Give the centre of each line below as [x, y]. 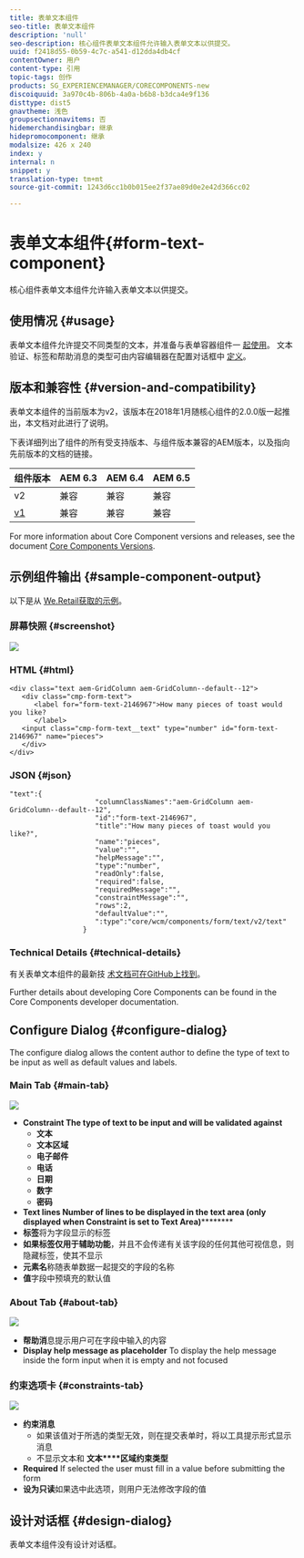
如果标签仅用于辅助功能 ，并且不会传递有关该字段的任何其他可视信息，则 [158, 1243]
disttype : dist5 [40, 103]
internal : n [32, 162]
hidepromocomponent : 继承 [57, 137]
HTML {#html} [42, 669]
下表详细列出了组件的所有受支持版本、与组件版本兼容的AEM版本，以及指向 [150, 442]
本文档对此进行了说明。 [69, 423]
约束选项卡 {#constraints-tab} [76, 1386]
